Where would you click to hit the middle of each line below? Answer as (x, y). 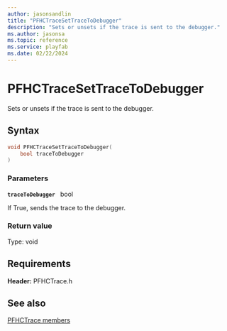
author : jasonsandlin (39, 14)
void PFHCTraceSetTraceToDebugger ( (60, 147)
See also (27, 304)
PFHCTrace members (39, 320)
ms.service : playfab (38, 47)
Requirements (39, 264)
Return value (30, 226)
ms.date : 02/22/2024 (38, 54)
